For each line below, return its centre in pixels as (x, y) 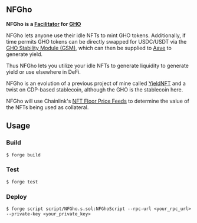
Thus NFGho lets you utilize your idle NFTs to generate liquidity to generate (98, 65)
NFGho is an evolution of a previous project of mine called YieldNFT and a (96, 83)
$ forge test (22, 182)
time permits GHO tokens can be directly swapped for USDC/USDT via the (96, 41)
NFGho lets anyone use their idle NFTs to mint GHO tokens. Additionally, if (96, 35)
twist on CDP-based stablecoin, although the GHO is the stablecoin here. (95, 89)
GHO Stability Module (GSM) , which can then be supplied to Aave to (89, 48)
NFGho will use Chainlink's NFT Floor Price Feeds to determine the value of (98, 101)
